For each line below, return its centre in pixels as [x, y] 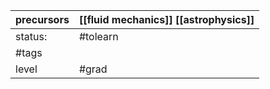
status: [31, 36]
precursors [42, 19]
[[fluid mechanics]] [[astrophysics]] [166, 19]
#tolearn [98, 36]
